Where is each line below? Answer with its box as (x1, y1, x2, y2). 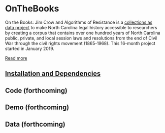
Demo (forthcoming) (5, 103, 69, 112)
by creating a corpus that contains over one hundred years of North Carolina (5, 30, 161, 36)
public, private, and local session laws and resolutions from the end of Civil (5, 35, 158, 41)
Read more (5, 55, 28, 61)
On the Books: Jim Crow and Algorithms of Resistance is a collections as (5, 19, 153, 25)
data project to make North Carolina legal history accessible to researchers (5, 24, 158, 30)
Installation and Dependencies (5, 70, 101, 78)
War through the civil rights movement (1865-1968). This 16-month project (5, 40, 156, 46)
